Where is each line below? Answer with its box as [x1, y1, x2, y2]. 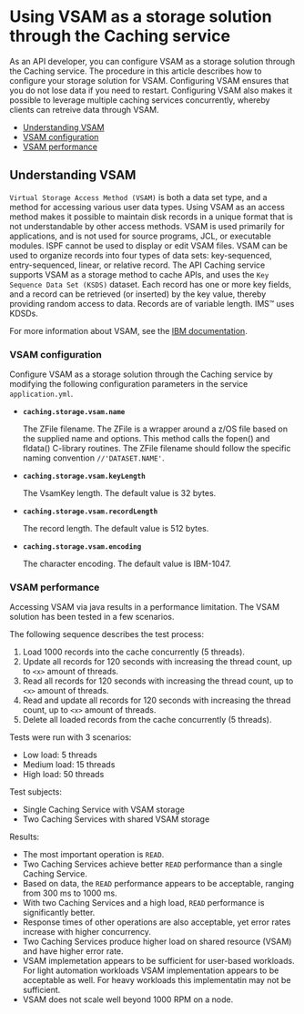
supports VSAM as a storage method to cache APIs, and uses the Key [9, 269, 269, 279]
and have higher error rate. [22, 946, 125, 957]
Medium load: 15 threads [22, 759, 116, 770]
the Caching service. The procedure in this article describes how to [9, 66, 262, 76]
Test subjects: [9, 786, 62, 797]
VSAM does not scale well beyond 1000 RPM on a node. [22, 994, 234, 1005]
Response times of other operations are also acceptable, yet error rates [22, 917, 291, 928]
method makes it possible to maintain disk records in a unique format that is [9, 211, 294, 222]
